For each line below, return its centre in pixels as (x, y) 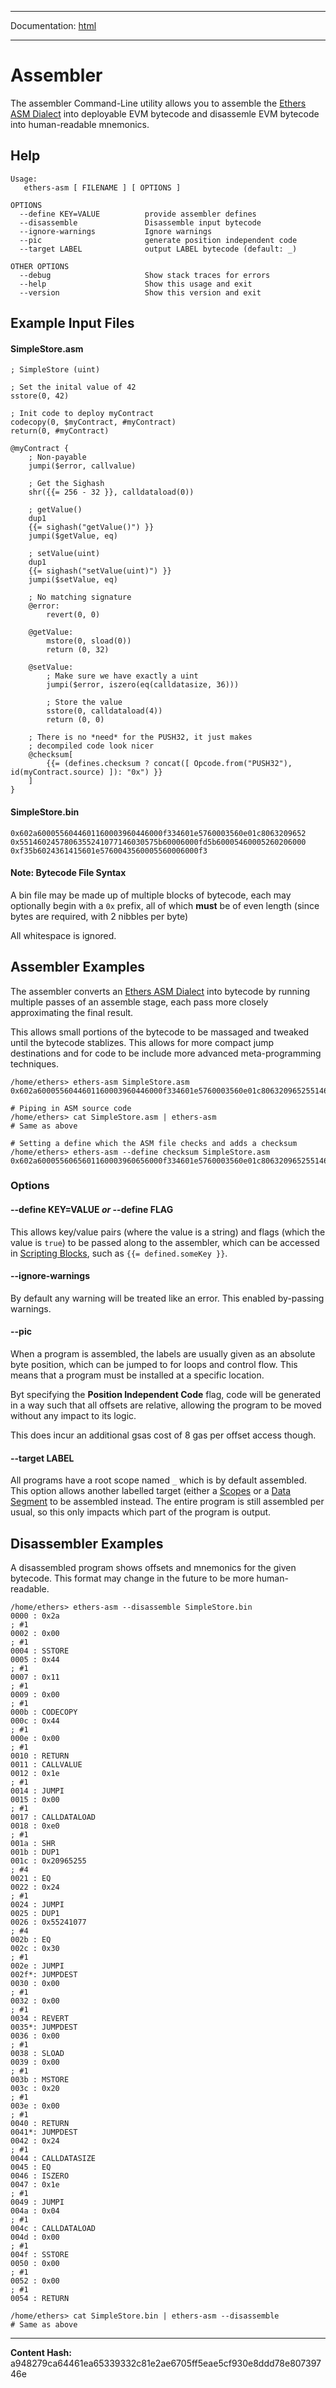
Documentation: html (53, 25)
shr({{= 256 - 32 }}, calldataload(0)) (111, 492)
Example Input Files (72, 323)
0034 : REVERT (40, 2019)
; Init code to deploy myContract (82, 414)
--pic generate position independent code (158, 240)
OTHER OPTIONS (40, 266)
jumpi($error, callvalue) (82, 466)
